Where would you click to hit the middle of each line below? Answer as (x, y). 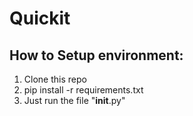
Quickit (40, 18)
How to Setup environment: (96, 55)
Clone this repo (55, 79)
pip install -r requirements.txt (83, 90)
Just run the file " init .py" (74, 100)
